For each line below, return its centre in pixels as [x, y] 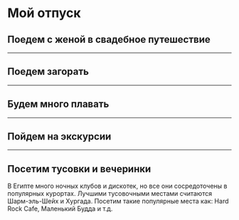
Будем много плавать [58, 104]
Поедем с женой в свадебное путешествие [109, 40]
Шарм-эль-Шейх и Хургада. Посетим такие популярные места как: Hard [118, 201]
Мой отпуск [44, 13]
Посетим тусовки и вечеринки [79, 169]
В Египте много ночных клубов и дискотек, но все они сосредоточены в [117, 186]
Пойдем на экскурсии [59, 137]
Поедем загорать [48, 72]
